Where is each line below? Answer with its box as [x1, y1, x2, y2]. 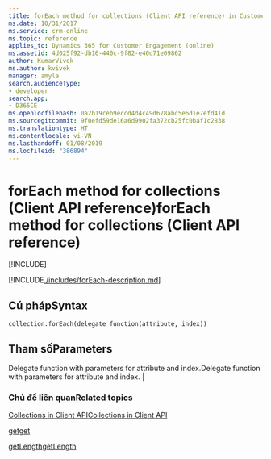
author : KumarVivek [8, 57, 74, 65]
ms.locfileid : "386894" [8, 147, 89, 155]
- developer [8, 86, 48, 95]
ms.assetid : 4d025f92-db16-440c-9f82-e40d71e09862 [8, 49, 182, 57]
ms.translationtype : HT [8, 124, 89, 132]
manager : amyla [8, 72, 60, 80]
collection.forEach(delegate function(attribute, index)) [8, 320, 207, 328]
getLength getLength [8, 441, 77, 452]
